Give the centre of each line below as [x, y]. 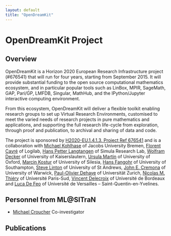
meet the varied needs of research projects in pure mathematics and [77, 119]
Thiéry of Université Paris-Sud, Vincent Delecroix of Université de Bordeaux [85, 178]
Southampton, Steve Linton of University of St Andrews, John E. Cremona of [86, 167]
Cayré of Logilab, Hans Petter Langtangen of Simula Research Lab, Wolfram [85, 151]
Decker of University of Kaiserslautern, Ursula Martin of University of [78, 156]
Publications [26, 228]
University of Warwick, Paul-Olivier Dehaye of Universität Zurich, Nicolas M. [85, 173]
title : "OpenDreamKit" [29, 15]
